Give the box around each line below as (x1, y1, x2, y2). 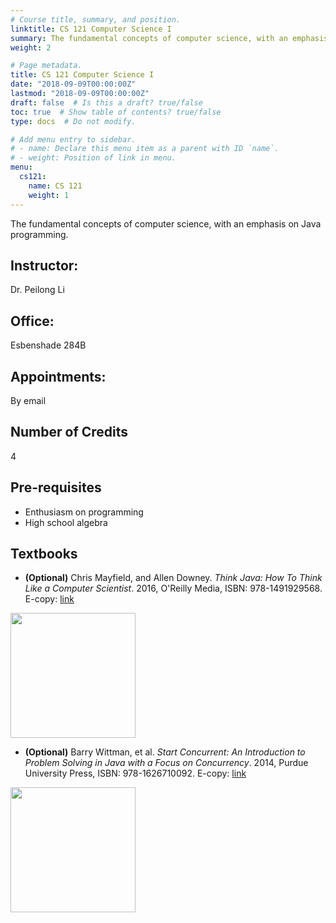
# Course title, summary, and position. (10, 14, 182, 25)
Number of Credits (10, 424, 129, 441)
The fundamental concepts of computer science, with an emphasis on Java (10, 217, 322, 230)
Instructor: (10, 257, 79, 274)
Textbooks (10, 545, 78, 562)
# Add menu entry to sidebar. (10, 134, 137, 145)
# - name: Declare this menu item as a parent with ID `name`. (10, 144, 280, 154)
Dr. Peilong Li (10, 284, 65, 296)
